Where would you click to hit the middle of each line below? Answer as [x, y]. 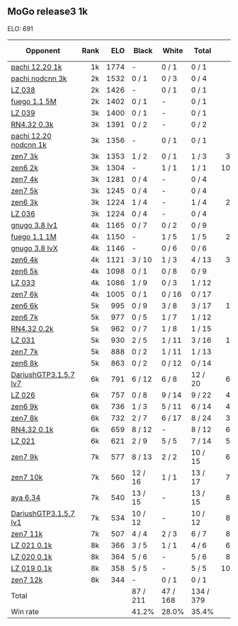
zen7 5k [25, 190]
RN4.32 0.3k [32, 124]
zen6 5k [25, 271]
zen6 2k [25, 168]
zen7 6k [25, 294]
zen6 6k [25, 306]
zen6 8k [25, 363]
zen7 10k [27, 477]
